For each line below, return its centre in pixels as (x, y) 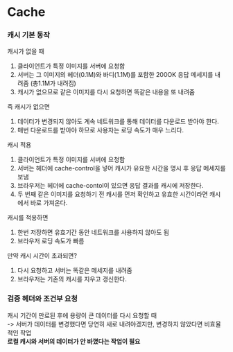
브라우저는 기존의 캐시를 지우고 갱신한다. (72, 279)
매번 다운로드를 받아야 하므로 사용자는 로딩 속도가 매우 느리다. (101, 130)
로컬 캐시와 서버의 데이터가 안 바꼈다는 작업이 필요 (74, 341)
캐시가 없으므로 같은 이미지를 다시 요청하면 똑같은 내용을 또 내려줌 (106, 92)
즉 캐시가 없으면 (29, 107)
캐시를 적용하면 (28, 218)
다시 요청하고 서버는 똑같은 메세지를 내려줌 (75, 270)
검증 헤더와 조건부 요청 (43, 299)
